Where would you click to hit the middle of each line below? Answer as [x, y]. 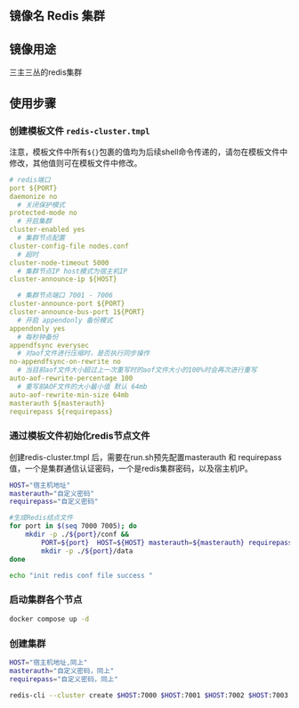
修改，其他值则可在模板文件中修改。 [76, 162]
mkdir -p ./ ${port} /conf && [77, 535]
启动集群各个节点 [46, 600]
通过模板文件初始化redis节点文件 [80, 436]
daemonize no [33, 196]
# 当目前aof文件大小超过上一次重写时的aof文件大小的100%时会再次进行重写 [137, 370]
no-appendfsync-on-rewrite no [65, 362]
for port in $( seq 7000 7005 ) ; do [73, 526]
